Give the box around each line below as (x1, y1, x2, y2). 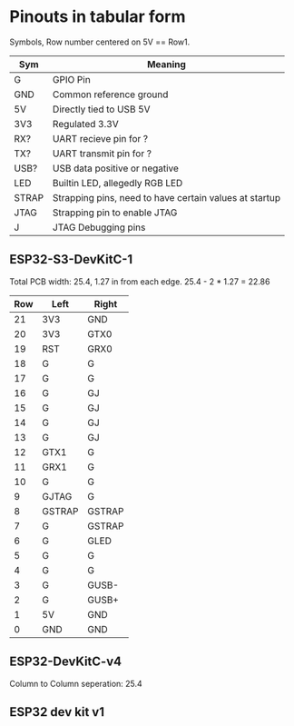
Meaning (146, 57, 186, 70)
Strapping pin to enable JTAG (53, 206, 178, 219)
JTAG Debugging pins (53, 221, 146, 234)
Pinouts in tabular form (9, 6, 186, 27)
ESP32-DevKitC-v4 (9, 654, 122, 670)
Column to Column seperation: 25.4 (9, 678, 142, 689)
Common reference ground (53, 88, 169, 101)
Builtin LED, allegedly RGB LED (53, 176, 183, 189)
